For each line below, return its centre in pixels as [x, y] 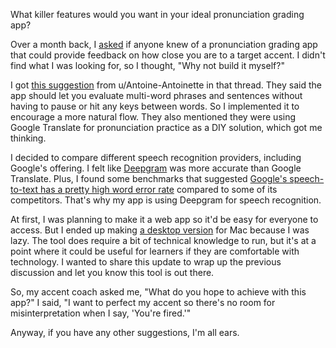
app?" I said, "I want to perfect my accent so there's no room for [143, 302]
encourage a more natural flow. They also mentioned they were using [153, 117]
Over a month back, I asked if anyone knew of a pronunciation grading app [164, 44]
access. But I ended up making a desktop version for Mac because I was [160, 230]
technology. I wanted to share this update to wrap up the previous [146, 262]
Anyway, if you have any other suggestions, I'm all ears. [125, 332]
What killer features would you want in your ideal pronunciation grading [157, 14]
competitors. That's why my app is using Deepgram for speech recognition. [166, 200]
